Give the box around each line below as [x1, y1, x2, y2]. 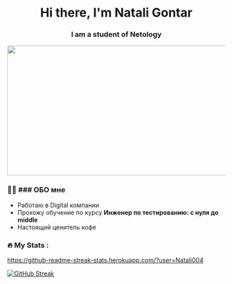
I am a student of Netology [71, 30, 162, 39]
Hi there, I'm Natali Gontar [40, 5, 193, 21]
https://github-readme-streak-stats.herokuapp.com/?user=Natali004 [7, 256, 204, 265]
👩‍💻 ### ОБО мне [7, 185, 66, 195]
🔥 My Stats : [7, 240, 49, 250]
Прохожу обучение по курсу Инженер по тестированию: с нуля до [17, 208, 219, 216]
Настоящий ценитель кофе [17, 223, 97, 231]
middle [17, 215, 38, 224]
